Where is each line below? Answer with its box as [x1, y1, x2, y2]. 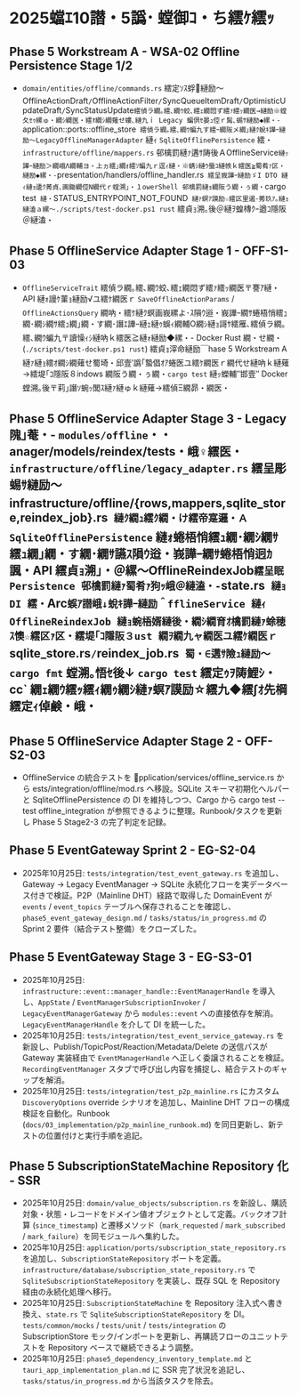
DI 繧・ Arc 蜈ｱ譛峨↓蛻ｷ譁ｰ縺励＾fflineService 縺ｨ [9, 596, 267, 611]
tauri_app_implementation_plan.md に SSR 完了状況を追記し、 [21, 1365, 250, 1375]
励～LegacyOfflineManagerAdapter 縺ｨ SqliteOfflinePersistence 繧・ [21, 134, 273, 145]
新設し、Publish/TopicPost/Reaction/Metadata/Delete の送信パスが [21, 1041, 268, 1052]
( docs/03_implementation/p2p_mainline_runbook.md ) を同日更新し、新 [21, 1118, 277, 1130]
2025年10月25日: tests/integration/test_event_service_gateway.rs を [21, 1029, 285, 1041]
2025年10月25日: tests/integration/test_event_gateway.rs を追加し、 [21, 867, 284, 878]
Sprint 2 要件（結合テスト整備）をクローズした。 [21, 923, 202, 934]
